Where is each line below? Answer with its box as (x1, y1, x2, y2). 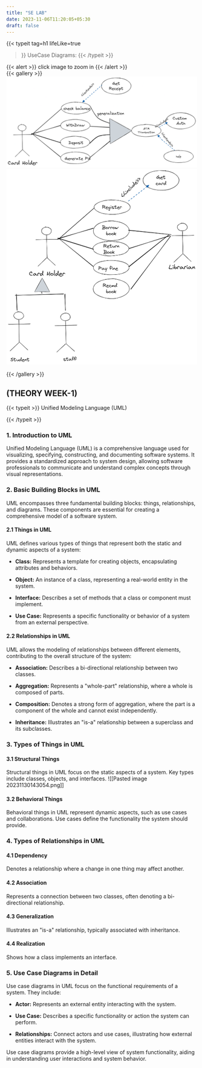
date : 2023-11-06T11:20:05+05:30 (6, 16, 91, 22)
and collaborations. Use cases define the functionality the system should (6, 815, 188, 823)
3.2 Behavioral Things (6, 795, 63, 802)
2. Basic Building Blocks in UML (6, 486, 100, 494)
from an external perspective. (15, 618, 89, 626)
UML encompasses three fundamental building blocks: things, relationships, (6, 499, 196, 507)
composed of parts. (15, 689, 65, 696)
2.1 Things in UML (6, 526, 52, 533)
